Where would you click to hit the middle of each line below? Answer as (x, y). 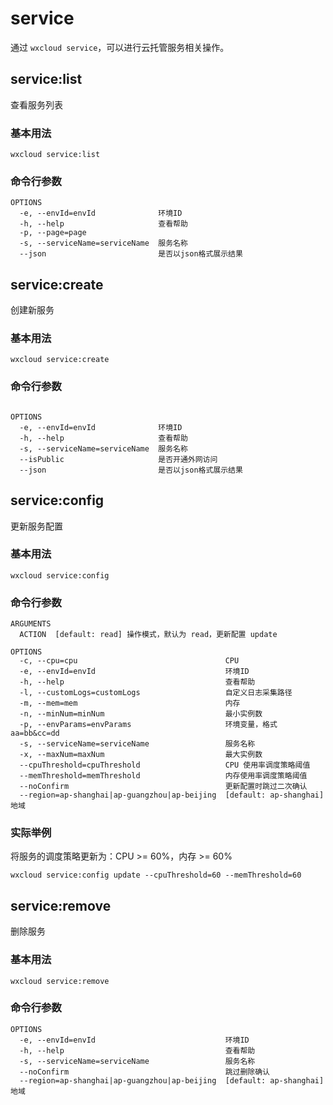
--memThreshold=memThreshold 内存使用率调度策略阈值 (163, 776)
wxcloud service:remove (60, 981)
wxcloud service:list (55, 155)
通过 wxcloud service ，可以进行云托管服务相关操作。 (120, 47)
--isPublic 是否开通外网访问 (118, 459)
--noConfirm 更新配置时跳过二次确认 (163, 787)
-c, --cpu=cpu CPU (129, 661)
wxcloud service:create (60, 360)
